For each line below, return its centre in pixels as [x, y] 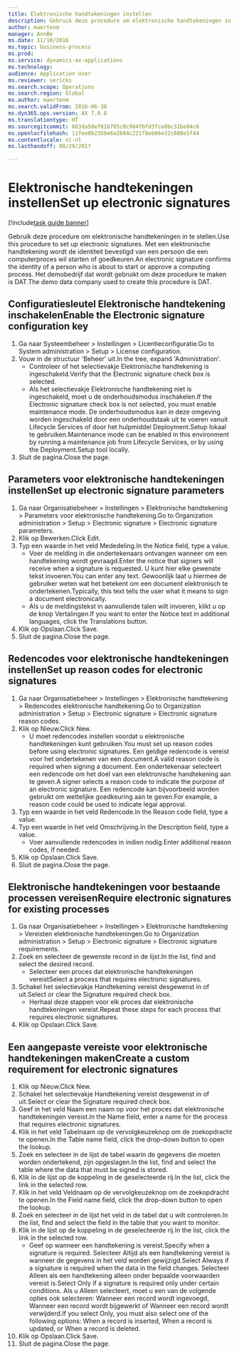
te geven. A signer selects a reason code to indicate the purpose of [127, 781]
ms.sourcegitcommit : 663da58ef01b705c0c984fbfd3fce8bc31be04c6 [104, 126]
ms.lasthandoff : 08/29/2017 [50, 147]
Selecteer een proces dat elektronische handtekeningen [111, 972]
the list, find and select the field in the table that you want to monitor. [119, 1223]
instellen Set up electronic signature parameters [116, 491]
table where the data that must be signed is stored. [93, 1170]
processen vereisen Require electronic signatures [120, 898]
